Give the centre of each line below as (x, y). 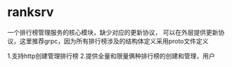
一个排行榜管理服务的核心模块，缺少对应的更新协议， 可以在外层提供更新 (113, 32)
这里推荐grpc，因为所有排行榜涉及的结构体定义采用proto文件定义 (114, 41)
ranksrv (31, 12)
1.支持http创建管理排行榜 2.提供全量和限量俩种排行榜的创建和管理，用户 (111, 56)
